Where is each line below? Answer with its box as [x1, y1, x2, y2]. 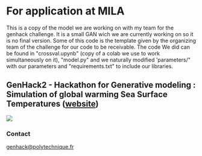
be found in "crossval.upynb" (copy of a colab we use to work [6, 49, 160, 57]
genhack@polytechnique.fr [6, 143, 74, 151]
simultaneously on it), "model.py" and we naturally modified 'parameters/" [6, 56, 191, 63]
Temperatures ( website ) [6, 99, 99, 109]
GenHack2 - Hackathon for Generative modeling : [6, 80, 196, 90]
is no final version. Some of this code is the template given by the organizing [6, 37, 197, 44]
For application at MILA [6, 4, 125, 18]
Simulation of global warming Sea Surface [6, 89, 168, 100]
